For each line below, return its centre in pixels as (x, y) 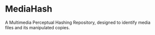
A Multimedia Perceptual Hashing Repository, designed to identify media (78, 22)
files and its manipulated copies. (38, 27)
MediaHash (29, 9)
